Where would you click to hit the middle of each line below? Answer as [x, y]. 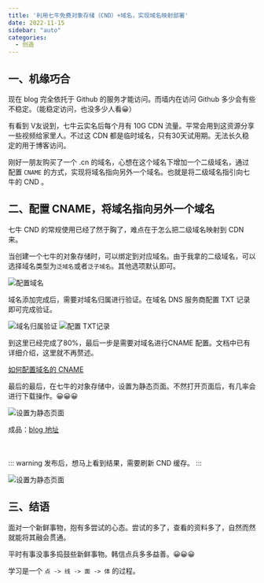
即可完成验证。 [32, 309]
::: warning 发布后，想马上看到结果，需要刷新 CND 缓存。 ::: [105, 462]
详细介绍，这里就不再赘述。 [53, 352]
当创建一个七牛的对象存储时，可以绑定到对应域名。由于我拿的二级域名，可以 [132, 256]
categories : [27, 37]
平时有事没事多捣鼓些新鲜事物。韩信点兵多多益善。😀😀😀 [101, 554]
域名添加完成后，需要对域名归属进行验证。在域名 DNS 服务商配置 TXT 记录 [129, 299]
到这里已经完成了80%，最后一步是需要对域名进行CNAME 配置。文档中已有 [129, 343]
